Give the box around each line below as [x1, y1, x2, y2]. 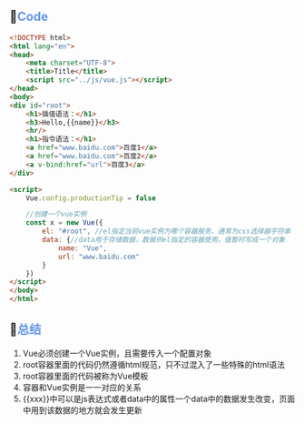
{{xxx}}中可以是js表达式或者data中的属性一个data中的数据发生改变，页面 [22, 393, 296, 404]
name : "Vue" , [57, 243, 107, 253]
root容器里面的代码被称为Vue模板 [22, 370, 149, 381]
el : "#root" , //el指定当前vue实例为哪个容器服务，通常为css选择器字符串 [42, 227, 291, 237]
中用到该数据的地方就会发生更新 [22, 404, 142, 415]
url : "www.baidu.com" [57, 252, 141, 261]
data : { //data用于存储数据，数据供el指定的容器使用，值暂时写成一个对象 [42, 236, 286, 245]
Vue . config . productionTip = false [25, 193, 156, 203]
